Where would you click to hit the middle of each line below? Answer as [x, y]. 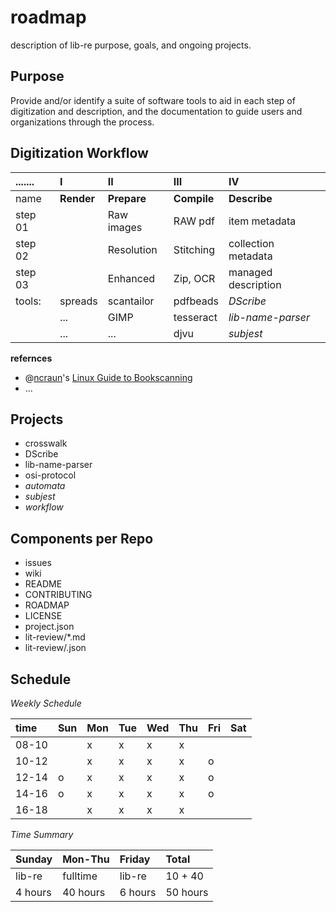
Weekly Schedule [46, 703]
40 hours [84, 892]
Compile [194, 198]
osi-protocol [50, 475]
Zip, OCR [194, 278]
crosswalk [46, 443]
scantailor [131, 301]
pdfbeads [196, 301]
